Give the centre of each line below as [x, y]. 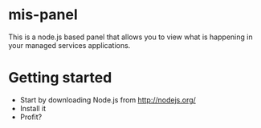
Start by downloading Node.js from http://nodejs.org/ [108, 100]
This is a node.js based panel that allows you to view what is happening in [130, 37]
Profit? [31, 117]
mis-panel [43, 15]
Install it [33, 108]
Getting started [60, 78]
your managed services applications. [69, 45]
